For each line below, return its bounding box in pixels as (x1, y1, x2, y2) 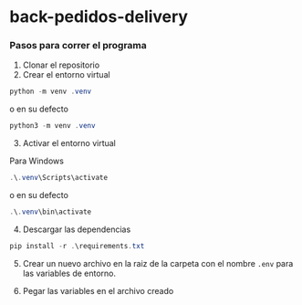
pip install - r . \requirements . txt (9, 241, 145, 250)
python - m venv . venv (9, 87, 92, 97)
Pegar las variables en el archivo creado (22, 285, 174, 296)
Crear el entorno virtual (22, 69, 111, 80)
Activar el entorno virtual (22, 138, 117, 149)
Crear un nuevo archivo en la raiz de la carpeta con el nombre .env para (22, 258, 294, 268)
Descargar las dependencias (22, 224, 131, 235)
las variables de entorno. (22, 268, 117, 279)
